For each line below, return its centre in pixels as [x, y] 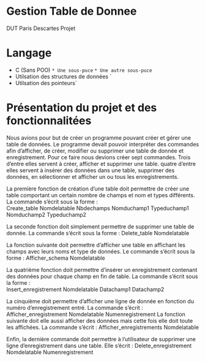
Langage [29, 53]
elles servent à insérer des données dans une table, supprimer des [91, 170]
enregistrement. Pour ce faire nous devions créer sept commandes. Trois [99, 157]
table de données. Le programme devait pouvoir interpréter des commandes [103, 144]
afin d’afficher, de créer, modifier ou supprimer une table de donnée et [95, 151]
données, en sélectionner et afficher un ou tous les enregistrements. [93, 176]
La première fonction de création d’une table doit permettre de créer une [98, 189]
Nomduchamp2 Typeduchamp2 [47, 214]
